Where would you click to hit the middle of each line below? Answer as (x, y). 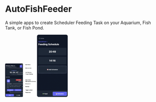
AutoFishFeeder (39, 9)
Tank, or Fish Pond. (25, 27)
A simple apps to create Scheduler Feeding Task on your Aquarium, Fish (78, 23)
